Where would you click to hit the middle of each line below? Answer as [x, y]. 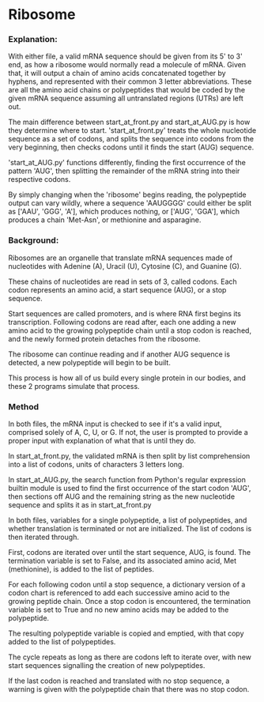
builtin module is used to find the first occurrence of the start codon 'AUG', [130, 489]
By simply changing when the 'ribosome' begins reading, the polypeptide [127, 194]
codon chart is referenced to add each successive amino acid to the [119, 593]
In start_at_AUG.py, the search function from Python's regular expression [127, 480]
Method [24, 406]
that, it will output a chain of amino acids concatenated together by [117, 74]
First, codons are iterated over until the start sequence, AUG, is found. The [130, 553]
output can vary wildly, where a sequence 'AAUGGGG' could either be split [130, 203]
